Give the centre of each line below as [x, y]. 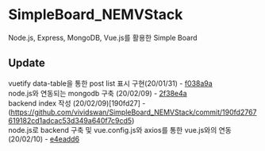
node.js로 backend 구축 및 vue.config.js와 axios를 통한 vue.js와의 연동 [120, 130]
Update [27, 63]
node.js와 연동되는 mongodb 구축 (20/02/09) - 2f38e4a [98, 93]
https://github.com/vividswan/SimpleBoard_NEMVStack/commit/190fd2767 [134, 112]
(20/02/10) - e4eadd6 [44, 139]
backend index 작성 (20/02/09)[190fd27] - [77, 103]
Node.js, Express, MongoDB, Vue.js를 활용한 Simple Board [103, 37]
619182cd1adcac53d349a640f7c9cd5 [70, 120]
